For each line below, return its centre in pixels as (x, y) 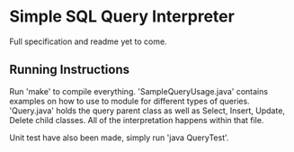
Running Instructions (70, 70)
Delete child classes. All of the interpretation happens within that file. (137, 120)
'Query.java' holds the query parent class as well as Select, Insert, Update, (147, 111)
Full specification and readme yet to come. (89, 41)
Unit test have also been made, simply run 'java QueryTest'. (119, 138)
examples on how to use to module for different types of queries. (129, 101)
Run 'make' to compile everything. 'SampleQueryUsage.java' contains (138, 91)
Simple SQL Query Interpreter (122, 17)
